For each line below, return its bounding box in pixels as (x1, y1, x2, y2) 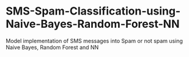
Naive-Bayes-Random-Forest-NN (6, 17, 180, 31)
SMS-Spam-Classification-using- (6, 4, 181, 18)
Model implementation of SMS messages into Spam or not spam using (6, 37, 183, 44)
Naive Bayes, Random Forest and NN (6, 44, 99, 51)
